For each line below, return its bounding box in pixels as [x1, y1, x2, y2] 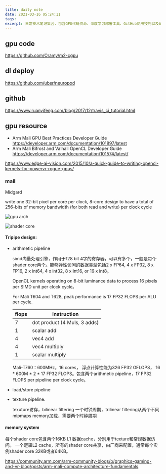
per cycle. [12, 299, 33, 305]
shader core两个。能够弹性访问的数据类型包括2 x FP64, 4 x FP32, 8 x [12, 262, 154, 268]
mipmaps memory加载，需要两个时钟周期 [12, 413, 97, 419]
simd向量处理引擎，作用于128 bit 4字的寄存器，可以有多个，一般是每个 [12, 256, 157, 261]
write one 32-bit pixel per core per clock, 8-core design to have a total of [5, 198, 154, 204]
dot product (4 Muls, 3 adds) [32, 319, 99, 326]
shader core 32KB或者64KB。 [9, 448, 71, 454]
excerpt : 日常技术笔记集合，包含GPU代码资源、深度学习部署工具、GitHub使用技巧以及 [5, 21, 159, 26]
